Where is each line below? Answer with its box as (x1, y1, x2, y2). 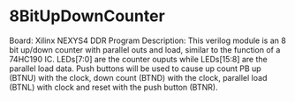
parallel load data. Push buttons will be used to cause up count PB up (9, 63, 262, 74)
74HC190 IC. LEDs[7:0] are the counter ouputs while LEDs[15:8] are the (9, 54, 268, 64)
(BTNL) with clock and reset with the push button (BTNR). (9, 82, 218, 92)
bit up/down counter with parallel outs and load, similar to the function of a (9, 44, 281, 54)
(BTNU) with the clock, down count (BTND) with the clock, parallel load (9, 72, 268, 83)
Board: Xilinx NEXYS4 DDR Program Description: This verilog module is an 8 (9, 35, 287, 46)
